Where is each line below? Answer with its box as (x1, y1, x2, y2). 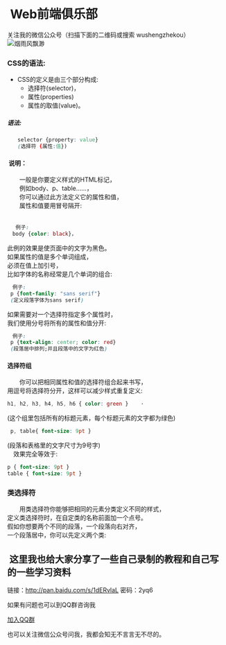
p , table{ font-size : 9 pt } (10, 428, 92, 435)
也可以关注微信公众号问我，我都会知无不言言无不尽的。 (7, 630, 165, 638)
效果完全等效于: (12, 450, 58, 458)
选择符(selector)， (27, 84, 80, 92)
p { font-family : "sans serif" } (10, 290, 101, 297)
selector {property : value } (17, 137, 98, 144)
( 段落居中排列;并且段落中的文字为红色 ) (10, 345, 107, 352)
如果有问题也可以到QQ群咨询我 (7, 601, 96, 609)
